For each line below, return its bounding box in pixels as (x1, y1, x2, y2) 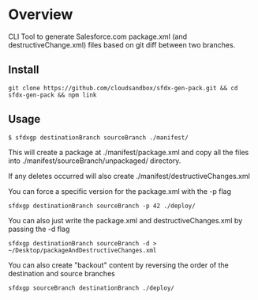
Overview (8, 6, 73, 24)
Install (8, 63, 39, 77)
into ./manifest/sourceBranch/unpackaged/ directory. (8, 156, 181, 165)
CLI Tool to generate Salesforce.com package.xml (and (8, 32, 188, 41)
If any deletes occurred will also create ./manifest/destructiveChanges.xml (8, 171, 250, 180)
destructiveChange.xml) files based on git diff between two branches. (8, 40, 236, 49)
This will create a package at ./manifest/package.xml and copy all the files (8, 147, 249, 157)
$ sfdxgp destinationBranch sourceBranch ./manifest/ (8, 133, 189, 142)
